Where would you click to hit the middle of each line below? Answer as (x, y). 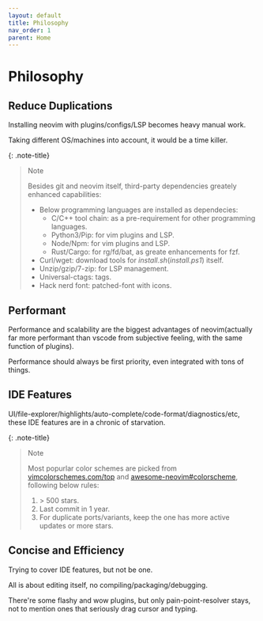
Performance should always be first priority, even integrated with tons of (126, 362)
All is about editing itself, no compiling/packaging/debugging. (108, 585)
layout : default (35, 15)
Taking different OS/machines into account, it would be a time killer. (118, 140)
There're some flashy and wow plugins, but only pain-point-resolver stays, (130, 600)
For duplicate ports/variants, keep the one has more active (135, 517)
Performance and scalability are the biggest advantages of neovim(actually (130, 330)
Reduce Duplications (60, 106)
